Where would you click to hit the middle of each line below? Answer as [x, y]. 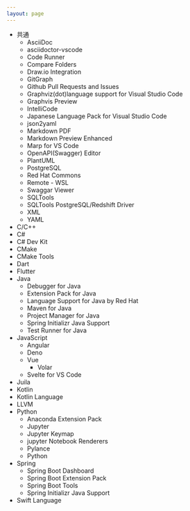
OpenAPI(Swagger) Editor [64, 153]
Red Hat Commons [54, 175]
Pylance [38, 448]
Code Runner [46, 57]
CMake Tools [35, 256]
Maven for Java [49, 308]
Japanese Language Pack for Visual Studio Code [97, 116]
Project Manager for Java [63, 315]
